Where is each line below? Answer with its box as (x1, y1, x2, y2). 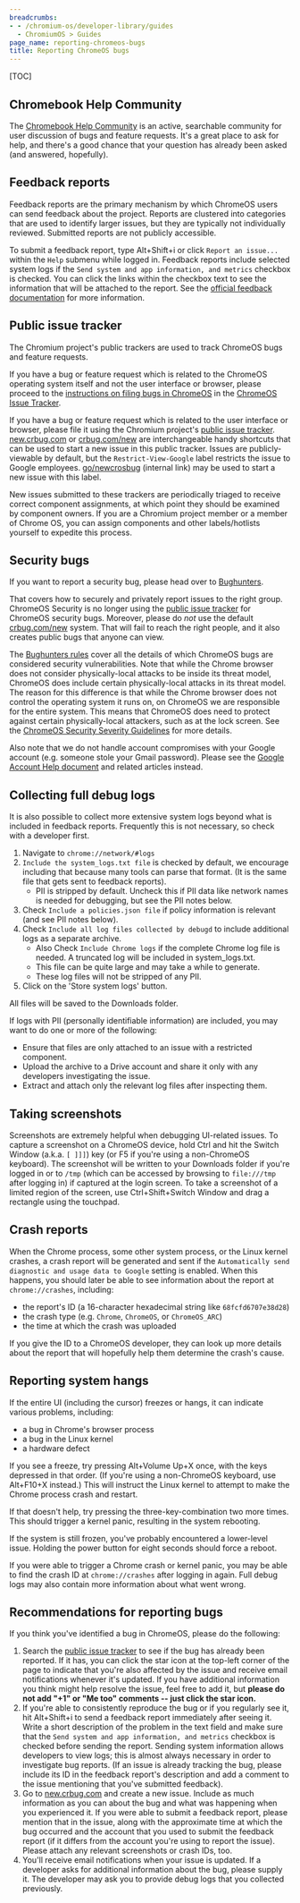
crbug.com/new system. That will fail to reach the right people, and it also (9, 623, 280, 633)
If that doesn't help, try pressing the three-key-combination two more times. (9, 1506, 289, 1516)
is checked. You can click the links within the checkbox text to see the (9, 273, 267, 284)
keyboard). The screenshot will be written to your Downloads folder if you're (9, 1159, 290, 1168)
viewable (9, 453, 43, 463)
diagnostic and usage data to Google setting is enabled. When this (9, 1265, 259, 1276)
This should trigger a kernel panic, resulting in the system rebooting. (9, 1516, 261, 1526)
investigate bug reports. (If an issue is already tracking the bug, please (21, 1760, 283, 1771)
